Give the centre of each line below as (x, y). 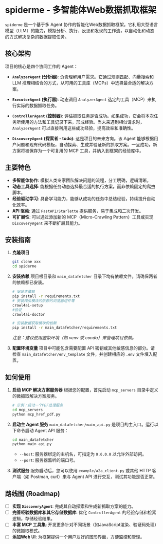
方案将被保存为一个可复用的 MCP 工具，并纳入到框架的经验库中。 (78, 151)
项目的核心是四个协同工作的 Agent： (42, 66)
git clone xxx (26, 262)
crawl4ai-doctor (28, 314)
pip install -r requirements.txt (46, 296)
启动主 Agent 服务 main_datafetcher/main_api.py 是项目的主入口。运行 (83, 424)
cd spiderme (24, 266)
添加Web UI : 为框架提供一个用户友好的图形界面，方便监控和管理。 (78, 537)
